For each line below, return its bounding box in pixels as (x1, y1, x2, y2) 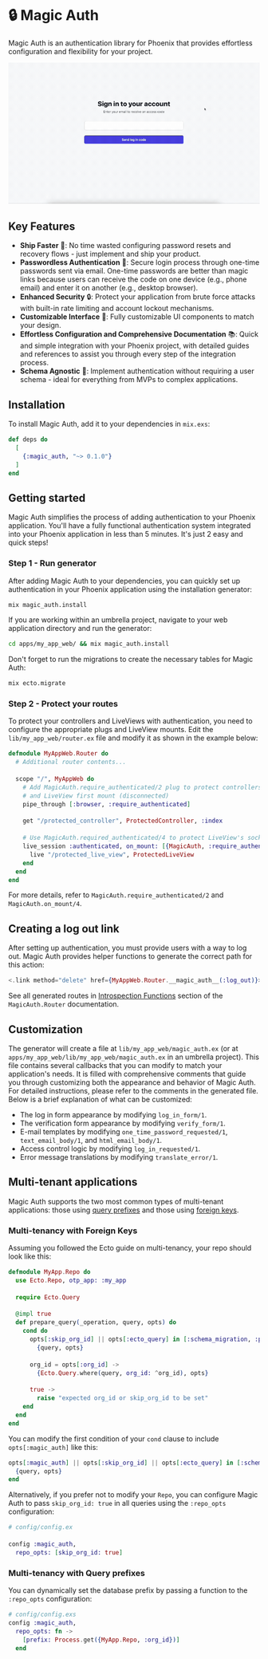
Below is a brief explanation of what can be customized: (8, 1094, 193, 1104)
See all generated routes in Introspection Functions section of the (8, 991, 223, 1001)
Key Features (8, 219, 76, 233)
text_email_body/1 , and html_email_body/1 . (19, 1135, 162, 1145)
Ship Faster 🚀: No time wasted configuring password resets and (19, 241, 231, 250)
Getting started (8, 491, 86, 505)
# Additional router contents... (15, 759, 127, 766)
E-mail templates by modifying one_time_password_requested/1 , (19, 1126, 228, 1137)
